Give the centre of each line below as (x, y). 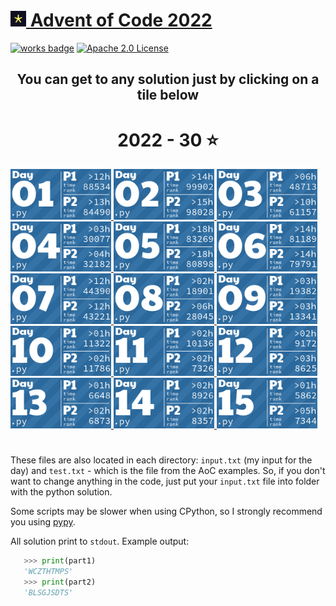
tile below (168, 95)
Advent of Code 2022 (121, 20)
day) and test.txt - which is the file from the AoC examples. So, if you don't (168, 470)
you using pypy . (43, 521)
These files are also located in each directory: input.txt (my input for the (161, 460)
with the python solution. (61, 491)
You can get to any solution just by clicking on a (168, 79)
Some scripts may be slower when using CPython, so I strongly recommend (166, 511)
